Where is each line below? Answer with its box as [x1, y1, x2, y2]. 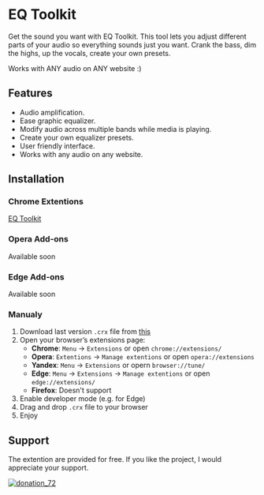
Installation [8, 172, 65, 186]
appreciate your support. [8, 463, 89, 473]
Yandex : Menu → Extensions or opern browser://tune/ [31, 361, 206, 370]
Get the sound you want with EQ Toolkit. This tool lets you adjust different [8, 32, 247, 41]
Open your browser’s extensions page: [19, 336, 146, 345]
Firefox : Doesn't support [31, 385, 112, 396]
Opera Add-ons [8, 234, 69, 245]
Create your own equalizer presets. [19, 133, 134, 142]
